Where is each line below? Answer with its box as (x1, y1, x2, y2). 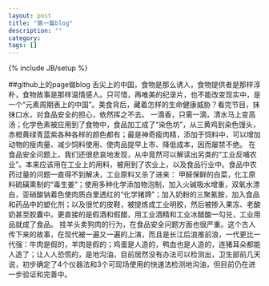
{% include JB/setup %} (8, 63, 88, 73)
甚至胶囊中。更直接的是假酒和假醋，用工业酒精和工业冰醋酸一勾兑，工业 (14, 209, 254, 220)
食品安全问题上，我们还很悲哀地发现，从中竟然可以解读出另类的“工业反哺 (8, 149, 251, 160)
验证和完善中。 (22, 269, 72, 280)
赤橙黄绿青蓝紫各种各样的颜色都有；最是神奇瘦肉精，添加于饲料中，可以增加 (8, 129, 261, 140)
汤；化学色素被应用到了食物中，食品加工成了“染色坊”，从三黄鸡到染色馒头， (8, 120, 260, 129)
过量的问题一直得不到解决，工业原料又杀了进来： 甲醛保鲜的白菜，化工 (14, 169, 249, 180)
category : (8, 34, 42, 42)
